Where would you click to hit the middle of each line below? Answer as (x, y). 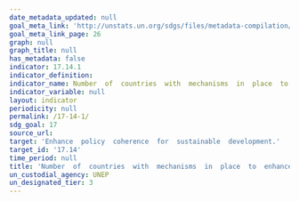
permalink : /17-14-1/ (49, 117)
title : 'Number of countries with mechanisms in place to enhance (151, 166)
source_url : (31, 133)
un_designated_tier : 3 (51, 183)
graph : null (31, 42)
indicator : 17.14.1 (45, 68)
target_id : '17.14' (45, 149)
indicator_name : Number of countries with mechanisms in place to (149, 84)
